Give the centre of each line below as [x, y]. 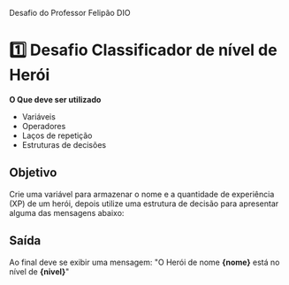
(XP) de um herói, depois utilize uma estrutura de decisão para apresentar [144, 204]
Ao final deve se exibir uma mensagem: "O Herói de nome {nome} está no [144, 262]
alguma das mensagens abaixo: [67, 212]
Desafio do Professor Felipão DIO [70, 13]
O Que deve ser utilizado [55, 99]
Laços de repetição [57, 135]
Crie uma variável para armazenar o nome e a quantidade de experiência [142, 194]
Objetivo [33, 173]
